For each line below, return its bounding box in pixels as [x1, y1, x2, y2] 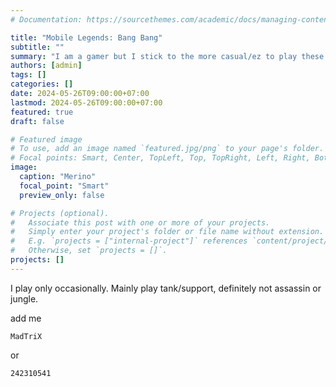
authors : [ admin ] [10, 61, 83, 71]
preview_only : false [19, 190, 105, 200]
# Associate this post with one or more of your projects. [10, 217, 271, 228]
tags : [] [10, 70, 47, 80]
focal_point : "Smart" [19, 181, 110, 191]
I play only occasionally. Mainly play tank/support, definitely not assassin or [10, 282, 322, 294]
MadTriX [10, 331, 43, 341]
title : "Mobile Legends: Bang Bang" [10, 32, 163, 43]
